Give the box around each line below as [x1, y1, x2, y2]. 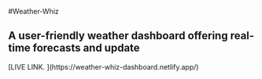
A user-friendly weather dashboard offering [8, 29, 228, 42]
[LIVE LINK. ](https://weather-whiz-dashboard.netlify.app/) [8, 62, 199, 71]
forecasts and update [32, 41, 140, 55]
